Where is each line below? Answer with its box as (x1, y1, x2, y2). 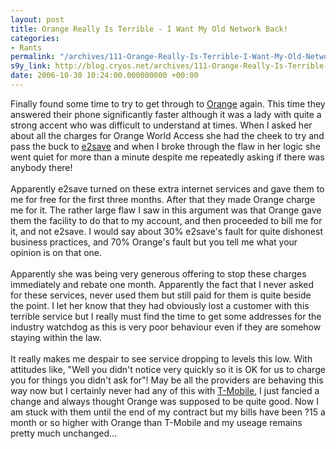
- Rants (10, 42, 43, 53)
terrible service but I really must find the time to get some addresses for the (10, 310, 322, 322)
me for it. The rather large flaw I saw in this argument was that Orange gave (10, 204, 322, 216)
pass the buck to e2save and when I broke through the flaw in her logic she (10, 140, 321, 152)
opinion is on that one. (10, 246, 103, 258)
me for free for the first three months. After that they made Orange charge (10, 193, 316, 205)
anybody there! (10, 161, 73, 173)
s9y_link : (10, 61, 52, 71)
